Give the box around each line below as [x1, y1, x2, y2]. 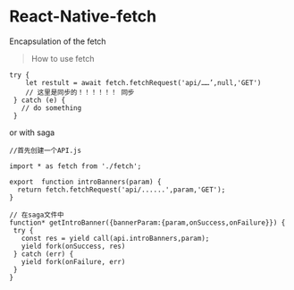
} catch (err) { [13, 249, 74, 259]
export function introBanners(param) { [9, 177, 163, 186]
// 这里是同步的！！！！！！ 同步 [25, 88, 135, 97]
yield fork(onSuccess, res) [21, 242, 126, 251]
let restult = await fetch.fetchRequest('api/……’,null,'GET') [25, 78, 262, 87]
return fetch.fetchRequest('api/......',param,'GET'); [17, 185, 226, 194]
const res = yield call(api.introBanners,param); [21, 234, 210, 243]
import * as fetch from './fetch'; [9, 161, 142, 171]
